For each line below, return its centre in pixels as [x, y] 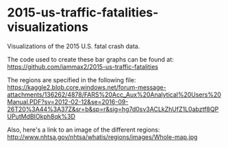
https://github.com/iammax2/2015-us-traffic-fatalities [83, 66]
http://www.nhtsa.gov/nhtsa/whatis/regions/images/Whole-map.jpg [102, 137]
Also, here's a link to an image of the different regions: [84, 129]
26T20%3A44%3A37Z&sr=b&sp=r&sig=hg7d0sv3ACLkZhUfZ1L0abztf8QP [113, 109]
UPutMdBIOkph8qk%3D [41, 116]
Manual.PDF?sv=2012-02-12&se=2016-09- [68, 101]
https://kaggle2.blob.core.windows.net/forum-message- [87, 87]
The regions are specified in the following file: [72, 79]
